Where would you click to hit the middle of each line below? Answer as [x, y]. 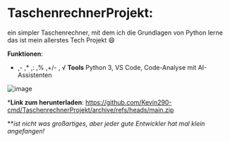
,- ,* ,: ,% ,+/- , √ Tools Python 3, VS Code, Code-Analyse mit [107, 67]
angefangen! [26, 131]
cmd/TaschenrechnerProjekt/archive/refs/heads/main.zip [91, 110]
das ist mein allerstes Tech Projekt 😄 [61, 40]
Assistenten [35, 75]
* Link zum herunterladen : [46, 102]
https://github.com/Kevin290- [128, 102]
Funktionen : [25, 54]
